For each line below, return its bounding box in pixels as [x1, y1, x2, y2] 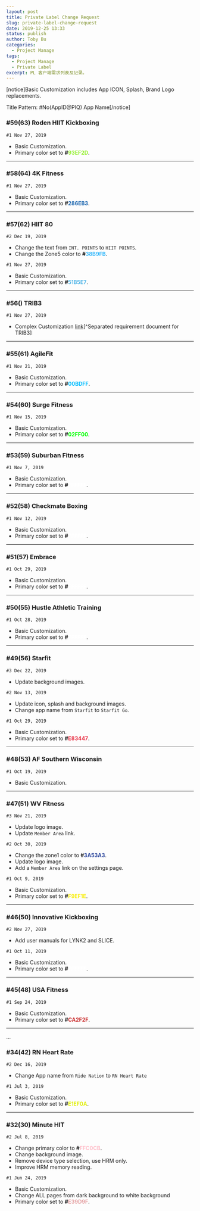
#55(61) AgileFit [6, 349, 54, 358]
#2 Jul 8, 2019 [6, 1134, 44, 1140]
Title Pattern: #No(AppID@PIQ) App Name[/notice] [6, 104, 131, 111]
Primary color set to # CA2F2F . [14, 1016, 90, 1023]
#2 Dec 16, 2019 [6, 1062, 46, 1068]
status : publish [6, 31, 46, 37]
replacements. [6, 92, 42, 99]
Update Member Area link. [14, 830, 76, 837]
